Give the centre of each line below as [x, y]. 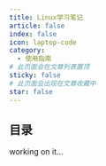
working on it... [36, 152]
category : [27, 51]
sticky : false [35, 75]
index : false [33, 34]
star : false [31, 91]
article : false [37, 26]
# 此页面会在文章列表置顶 [49, 67]
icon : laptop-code [43, 42]
